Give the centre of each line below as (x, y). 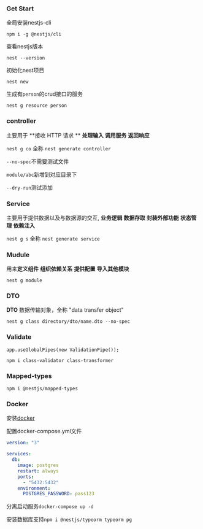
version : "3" (23, 443)
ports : (26, 477)
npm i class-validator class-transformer (60, 360)
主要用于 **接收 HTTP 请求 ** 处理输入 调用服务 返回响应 (78, 135)
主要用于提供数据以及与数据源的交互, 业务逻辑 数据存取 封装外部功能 (93, 218)
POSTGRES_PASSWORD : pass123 (59, 494)
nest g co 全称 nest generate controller (59, 148)
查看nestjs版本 (25, 47)
